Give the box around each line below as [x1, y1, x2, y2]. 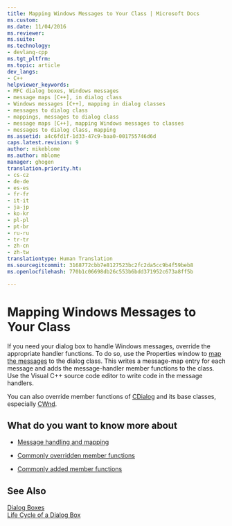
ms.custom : [7, 17, 39, 24]
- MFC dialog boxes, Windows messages [7, 87, 119, 94]
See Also [7, 485, 46, 497]
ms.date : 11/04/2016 [7, 23, 67, 30]
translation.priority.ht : [7, 164, 82, 172]
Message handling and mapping [17, 438, 109, 446]
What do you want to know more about [7, 419, 178, 431]
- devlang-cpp [7, 49, 48, 56]
